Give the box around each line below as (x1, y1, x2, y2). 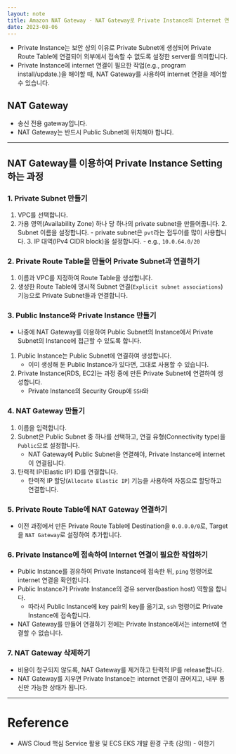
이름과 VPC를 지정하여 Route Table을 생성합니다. (17, 274, 153, 282)
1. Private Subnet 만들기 (7, 193, 88, 203)
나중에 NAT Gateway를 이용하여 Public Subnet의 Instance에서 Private (17, 328, 214, 337)
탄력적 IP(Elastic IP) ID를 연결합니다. (17, 467, 119, 476)
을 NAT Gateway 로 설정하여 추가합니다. (17, 531, 122, 539)
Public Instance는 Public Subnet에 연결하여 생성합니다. (17, 351, 172, 360)
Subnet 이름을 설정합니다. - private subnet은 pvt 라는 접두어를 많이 (17, 228, 202, 237)
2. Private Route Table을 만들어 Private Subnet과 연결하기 (7, 256, 200, 266)
